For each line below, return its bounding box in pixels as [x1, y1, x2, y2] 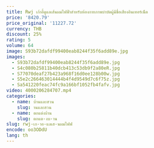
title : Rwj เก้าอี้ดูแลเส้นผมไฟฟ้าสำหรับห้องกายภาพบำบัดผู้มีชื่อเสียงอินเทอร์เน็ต [6, 8, 148, 15]
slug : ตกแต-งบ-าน [17, 115, 57, 121]
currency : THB [6, 25, 42, 32]
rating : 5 [6, 37, 31, 43]
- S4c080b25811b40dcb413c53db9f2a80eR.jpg [11, 65, 120, 71]
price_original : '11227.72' [6, 20, 77, 26]
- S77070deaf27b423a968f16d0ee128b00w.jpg [11, 71, 120, 77]
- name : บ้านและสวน [11, 98, 54, 105]
